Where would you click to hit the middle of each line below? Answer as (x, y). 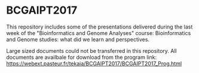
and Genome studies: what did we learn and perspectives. (78, 39)
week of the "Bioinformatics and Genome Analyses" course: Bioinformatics (99, 33)
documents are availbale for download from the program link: (82, 57)
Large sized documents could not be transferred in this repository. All (92, 50)
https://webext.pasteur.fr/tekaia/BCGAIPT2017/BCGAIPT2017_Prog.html (94, 64)
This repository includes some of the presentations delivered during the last (99, 27)
